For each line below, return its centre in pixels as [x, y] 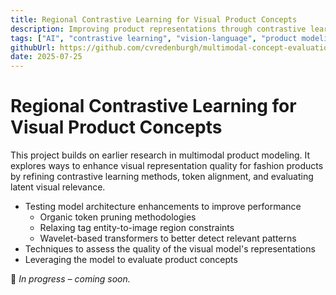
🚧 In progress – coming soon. [70, 279]
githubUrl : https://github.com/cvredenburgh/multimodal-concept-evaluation [171, 47]
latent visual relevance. [58, 187]
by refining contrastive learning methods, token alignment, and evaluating [162, 177]
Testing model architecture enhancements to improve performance [163, 207]
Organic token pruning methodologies [118, 217]
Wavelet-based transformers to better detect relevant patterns [168, 238]
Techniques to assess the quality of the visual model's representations [170, 249]
